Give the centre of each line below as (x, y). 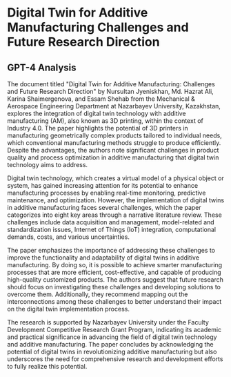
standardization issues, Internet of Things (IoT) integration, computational (111, 230)
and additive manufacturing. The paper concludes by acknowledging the (110, 344)
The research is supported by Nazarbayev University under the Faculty (108, 322)
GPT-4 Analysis (42, 67)
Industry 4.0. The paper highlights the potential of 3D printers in (98, 128)
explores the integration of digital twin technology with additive (97, 113)
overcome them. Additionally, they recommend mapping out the (98, 294)
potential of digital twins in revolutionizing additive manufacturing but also (112, 351)
